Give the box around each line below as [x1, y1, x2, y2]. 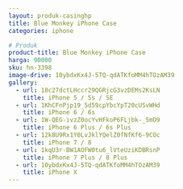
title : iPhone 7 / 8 [23, 138, 92, 146]
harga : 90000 [8, 56, 52, 64]
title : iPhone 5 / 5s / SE [23, 93, 114, 101]
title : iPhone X [23, 168, 78, 177]
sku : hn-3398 [8, 64, 52, 72]
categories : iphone [8, 27, 74, 35]
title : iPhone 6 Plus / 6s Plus [23, 124, 131, 132]
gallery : [8, 78, 38, 87]
